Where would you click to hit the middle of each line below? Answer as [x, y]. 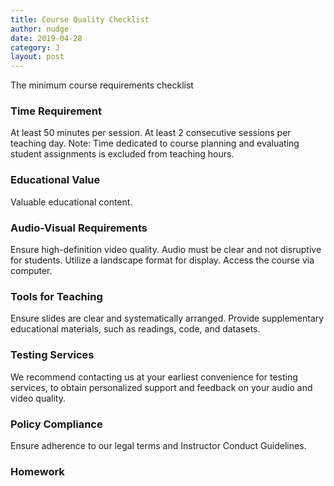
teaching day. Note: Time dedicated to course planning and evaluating [155, 143]
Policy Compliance [56, 424]
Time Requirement [56, 111]
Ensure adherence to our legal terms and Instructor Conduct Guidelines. [158, 445]
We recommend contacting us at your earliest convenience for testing [154, 377]
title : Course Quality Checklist [80, 19]
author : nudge [40, 29]
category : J [35, 47]
